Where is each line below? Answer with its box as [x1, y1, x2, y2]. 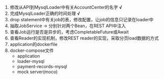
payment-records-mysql [17, 64, 67, 69]
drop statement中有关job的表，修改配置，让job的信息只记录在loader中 [9, 17, 154, 22]
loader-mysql [17, 58, 45, 64]
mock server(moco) [17, 69, 58, 75]
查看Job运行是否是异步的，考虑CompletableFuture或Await [9, 29, 129, 35]
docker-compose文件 [9, 47, 54, 53]
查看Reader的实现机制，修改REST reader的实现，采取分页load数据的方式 [9, 35, 159, 41]
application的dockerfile [9, 41, 58, 47]
